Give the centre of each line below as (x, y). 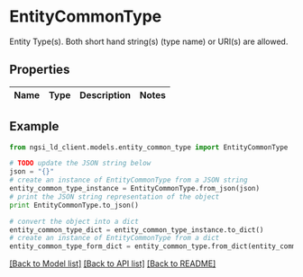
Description (105, 94)
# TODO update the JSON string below (80, 164)
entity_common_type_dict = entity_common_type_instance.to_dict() (137, 230)
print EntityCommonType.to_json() (74, 205)
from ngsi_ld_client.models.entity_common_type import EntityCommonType (149, 147)
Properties (40, 70)
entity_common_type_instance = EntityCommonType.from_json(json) (134, 189)
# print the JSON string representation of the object (115, 197)
